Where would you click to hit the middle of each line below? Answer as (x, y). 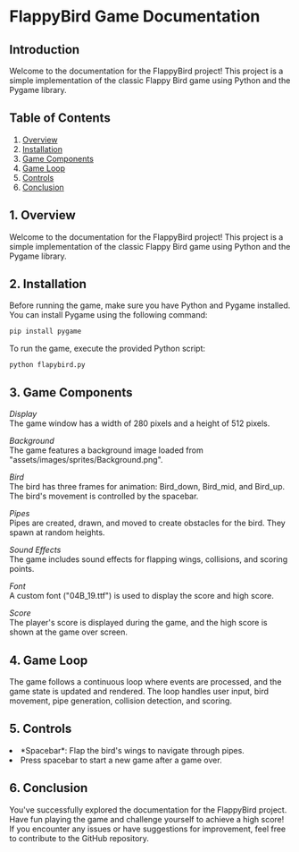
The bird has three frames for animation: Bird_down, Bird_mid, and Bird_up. (147, 487)
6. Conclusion (49, 788)
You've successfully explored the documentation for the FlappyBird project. (148, 809)
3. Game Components (71, 392)
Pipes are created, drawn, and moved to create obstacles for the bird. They (147, 523)
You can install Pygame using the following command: (108, 315)
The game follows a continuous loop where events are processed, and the (145, 681)
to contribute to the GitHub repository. (79, 838)
